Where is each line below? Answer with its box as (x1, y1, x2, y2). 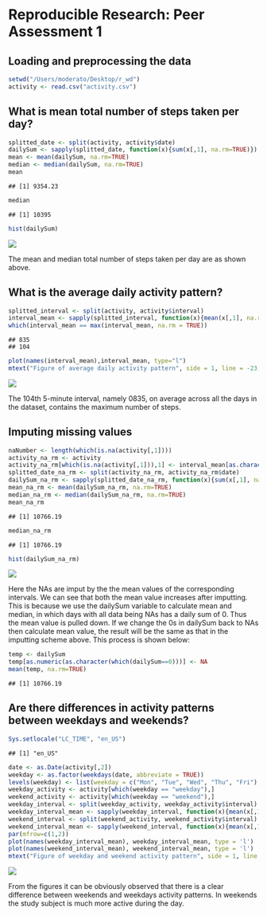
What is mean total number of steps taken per (8, 105, 240, 119)
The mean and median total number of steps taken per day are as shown (8, 254, 246, 264)
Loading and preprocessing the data (8, 54, 192, 68)
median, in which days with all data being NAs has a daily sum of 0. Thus (8, 610, 247, 619)
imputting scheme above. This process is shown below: (8, 635, 191, 645)
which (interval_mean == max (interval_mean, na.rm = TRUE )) (8, 321, 208, 330)
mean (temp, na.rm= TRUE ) (8, 666, 87, 674)
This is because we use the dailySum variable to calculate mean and (8, 601, 232, 611)
